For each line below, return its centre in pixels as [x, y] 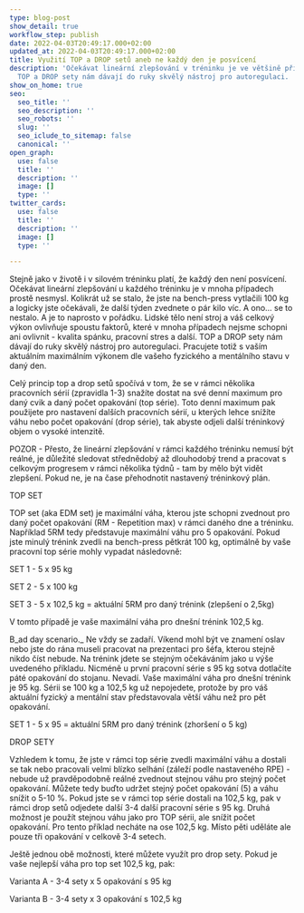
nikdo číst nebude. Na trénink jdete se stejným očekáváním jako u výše [142, 659]
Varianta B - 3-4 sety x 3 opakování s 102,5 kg [96, 899]
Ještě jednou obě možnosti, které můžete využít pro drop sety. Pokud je [143, 854]
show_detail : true [44, 26]
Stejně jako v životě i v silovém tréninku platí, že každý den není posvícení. [148, 279]
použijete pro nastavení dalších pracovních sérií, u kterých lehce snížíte [142, 413]
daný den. [28, 366]
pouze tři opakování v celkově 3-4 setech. [88, 837]
